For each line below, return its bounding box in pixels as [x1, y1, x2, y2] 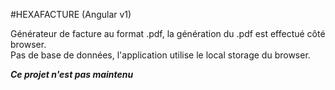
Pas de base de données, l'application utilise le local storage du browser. [10, 49, 311, 61]
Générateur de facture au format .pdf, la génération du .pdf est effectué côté [10, 28, 326, 39]
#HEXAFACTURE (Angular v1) [10, 9, 132, 20]
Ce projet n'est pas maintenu [10, 69, 134, 80]
